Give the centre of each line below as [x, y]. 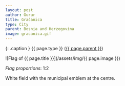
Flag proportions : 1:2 [27, 68]
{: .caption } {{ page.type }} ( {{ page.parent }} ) [54, 48]
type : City [17, 24]
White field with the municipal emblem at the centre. [60, 78]
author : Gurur [20, 15]
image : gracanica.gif [28, 34]
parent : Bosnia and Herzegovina [40, 29]
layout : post [19, 10]
